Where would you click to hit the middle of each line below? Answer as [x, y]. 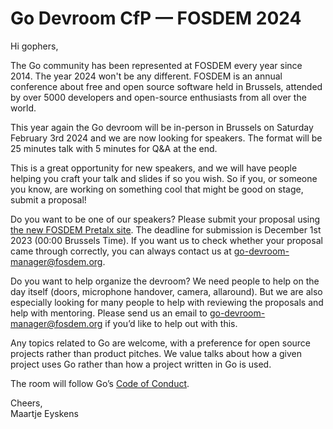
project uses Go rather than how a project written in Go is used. [141, 364]
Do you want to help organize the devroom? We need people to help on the [165, 281]
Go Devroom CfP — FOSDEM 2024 [156, 18]
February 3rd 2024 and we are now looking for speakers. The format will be [166, 138]
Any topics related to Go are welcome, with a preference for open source [161, 343]
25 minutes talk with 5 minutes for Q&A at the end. [114, 148]
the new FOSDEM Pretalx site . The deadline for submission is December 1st [166, 229]
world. [23, 108]
